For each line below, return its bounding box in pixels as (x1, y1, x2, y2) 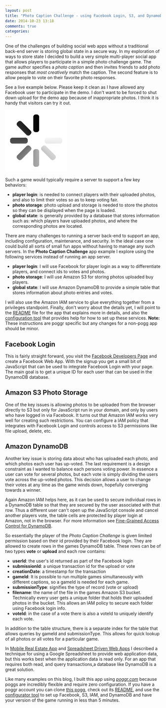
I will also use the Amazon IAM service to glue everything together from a (5, 300, 155, 305)
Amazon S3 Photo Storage (5, 389, 88, 397)
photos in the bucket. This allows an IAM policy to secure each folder (12, 600, 153, 606)
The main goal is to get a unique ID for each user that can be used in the (5, 369, 152, 375)
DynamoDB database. (5, 374, 50, 380)
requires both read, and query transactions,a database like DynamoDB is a (5, 661, 157, 667)
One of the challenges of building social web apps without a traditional (5, 43, 149, 49)
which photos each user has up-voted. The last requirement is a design (5, 460, 151, 466)
